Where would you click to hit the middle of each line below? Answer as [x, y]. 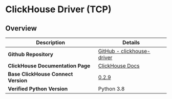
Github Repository [31, 54]
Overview [21, 28]
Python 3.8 [111, 89]
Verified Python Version [38, 89]
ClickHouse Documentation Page [49, 66]
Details [131, 43]
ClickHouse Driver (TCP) [58, 9]
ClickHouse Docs [119, 66]
